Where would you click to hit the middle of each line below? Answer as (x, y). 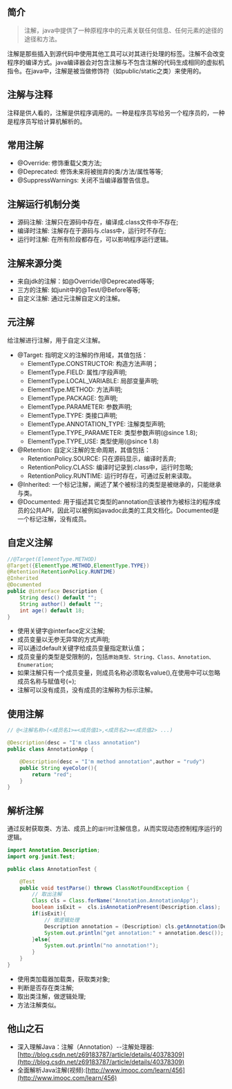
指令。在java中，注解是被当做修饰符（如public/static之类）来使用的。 (106, 70)
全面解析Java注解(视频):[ (52, 1070)
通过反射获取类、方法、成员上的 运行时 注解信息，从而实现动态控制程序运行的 (115, 829)
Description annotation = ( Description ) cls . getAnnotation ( (132, 926)
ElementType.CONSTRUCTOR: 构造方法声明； (93, 363)
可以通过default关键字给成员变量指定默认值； (81, 648)
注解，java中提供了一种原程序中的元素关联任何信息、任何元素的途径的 (124, 30)
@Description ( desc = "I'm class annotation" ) (74, 743)
